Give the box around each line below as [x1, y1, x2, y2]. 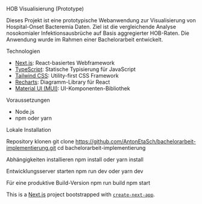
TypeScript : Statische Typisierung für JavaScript [14, 66, 136, 73]
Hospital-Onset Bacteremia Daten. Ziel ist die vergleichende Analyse [6, 23, 177, 30]
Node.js [14, 108, 35, 115]
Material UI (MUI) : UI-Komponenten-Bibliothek [14, 85, 131, 92]
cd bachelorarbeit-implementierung [57, 144, 146, 151]
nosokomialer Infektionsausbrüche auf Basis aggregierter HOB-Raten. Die [6, 29, 190, 37]
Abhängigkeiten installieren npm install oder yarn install [6, 156, 144, 163]
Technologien [6, 48, 40, 55]
